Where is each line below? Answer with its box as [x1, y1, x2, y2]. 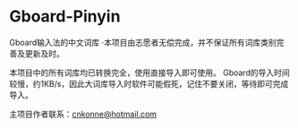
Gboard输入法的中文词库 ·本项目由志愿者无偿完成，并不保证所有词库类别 [9, 37, 277, 47]
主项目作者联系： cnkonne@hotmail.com [9, 108, 158, 119]
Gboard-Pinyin [9, 6, 121, 27]
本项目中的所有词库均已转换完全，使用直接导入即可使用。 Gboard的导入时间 [9, 67, 290, 78]
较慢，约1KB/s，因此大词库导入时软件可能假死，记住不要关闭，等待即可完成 [9, 78, 289, 89]
